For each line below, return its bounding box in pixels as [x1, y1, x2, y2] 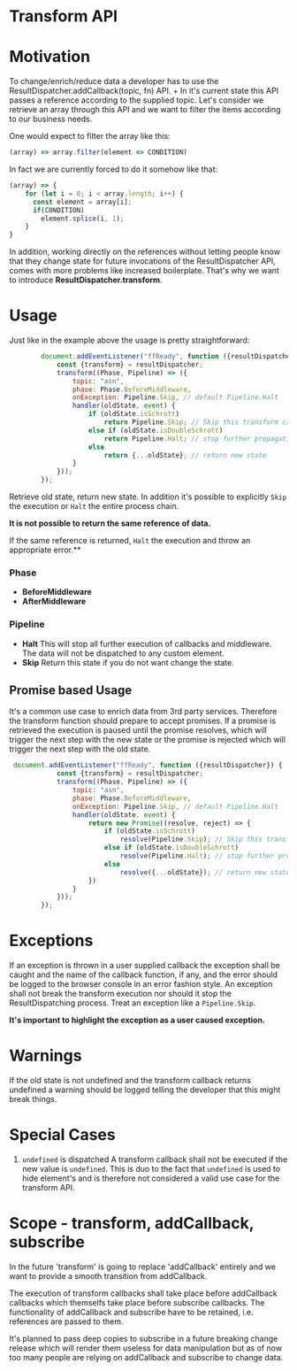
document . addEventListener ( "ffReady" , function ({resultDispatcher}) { [12, 761, 283, 770]
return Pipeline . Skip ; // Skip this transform [103, 418, 278, 427]
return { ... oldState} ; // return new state [103, 451, 267, 459]
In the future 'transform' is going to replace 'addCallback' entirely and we [9, 1261, 277, 1272]
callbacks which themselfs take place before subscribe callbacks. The [9, 1297, 265, 1307]
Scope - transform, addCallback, [9, 1213, 255, 1234]
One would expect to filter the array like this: [9, 131, 171, 142]
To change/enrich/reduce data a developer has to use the [9, 76, 219, 87]
